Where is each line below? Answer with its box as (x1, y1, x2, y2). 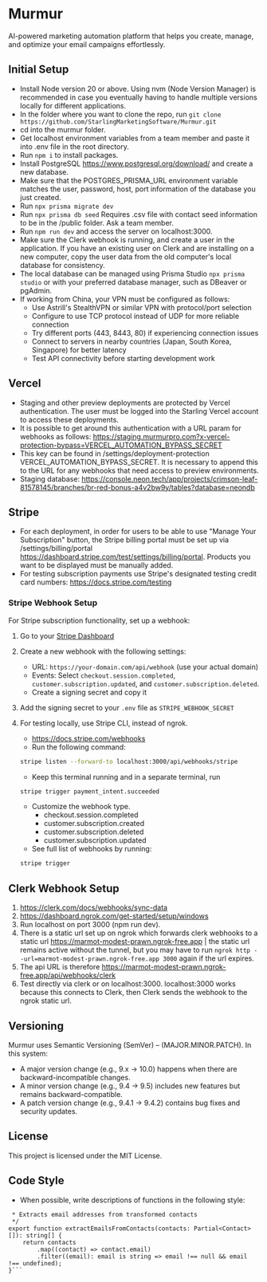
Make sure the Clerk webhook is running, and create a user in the (19, 234, 235, 244)
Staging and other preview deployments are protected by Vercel (19, 398, 231, 407)
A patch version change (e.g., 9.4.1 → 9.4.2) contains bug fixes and (19, 1098, 241, 1107)
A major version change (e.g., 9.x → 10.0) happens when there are (19, 1064, 238, 1073)
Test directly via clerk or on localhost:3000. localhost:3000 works (19, 979, 237, 989)
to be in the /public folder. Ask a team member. (19, 218, 174, 227)
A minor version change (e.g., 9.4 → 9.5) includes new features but (19, 1081, 241, 1091)
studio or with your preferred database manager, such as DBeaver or (19, 277, 247, 287)
